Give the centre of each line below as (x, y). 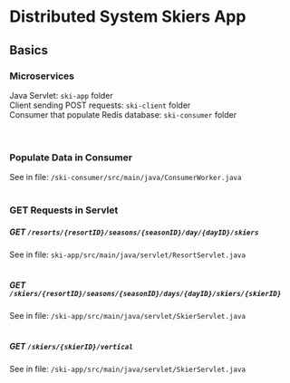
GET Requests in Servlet (64, 210)
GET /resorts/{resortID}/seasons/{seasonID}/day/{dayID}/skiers (134, 232)
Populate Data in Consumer (71, 158)
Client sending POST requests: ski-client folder (100, 105)
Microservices (42, 76)
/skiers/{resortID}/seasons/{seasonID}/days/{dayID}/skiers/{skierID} (145, 293)
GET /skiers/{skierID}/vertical (71, 346)
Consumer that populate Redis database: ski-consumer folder (123, 114)
